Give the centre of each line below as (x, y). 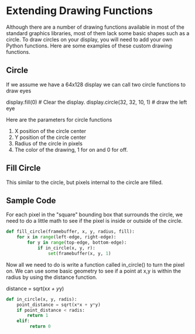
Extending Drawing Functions (80, 11)
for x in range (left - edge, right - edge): (66, 237)
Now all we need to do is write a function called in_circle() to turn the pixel (95, 264)
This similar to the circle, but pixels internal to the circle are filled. (85, 182)
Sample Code (31, 200)
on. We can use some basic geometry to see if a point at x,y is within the (94, 271)
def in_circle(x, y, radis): (42, 299)
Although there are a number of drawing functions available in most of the (95, 27)
